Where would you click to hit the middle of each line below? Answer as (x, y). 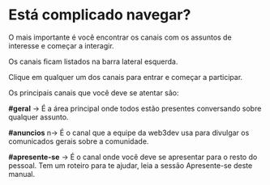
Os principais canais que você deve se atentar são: (94, 92)
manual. (21, 174)
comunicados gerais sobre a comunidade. (79, 141)
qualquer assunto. (39, 117)
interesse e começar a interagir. (62, 45)
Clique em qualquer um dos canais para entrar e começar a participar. (126, 77)
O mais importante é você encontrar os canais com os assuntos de (120, 37)
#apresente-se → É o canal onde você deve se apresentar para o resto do (133, 157)
